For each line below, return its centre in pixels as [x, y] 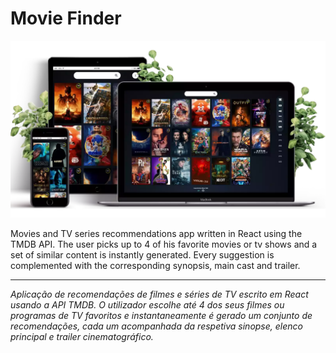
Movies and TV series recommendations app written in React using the [156, 234]
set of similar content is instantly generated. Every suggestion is [142, 255]
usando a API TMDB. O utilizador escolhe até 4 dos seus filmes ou [147, 305]
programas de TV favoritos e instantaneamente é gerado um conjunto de [161, 316]
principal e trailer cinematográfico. [82, 337]
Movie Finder [66, 18]
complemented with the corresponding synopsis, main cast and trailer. [155, 266]
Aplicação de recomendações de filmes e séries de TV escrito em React [159, 294]
